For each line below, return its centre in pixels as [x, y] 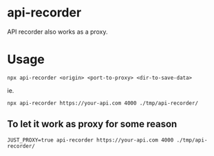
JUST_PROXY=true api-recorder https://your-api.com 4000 [90, 140]
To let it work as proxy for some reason [92, 124]
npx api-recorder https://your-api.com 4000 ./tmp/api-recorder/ [103, 103]
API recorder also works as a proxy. [57, 32]
